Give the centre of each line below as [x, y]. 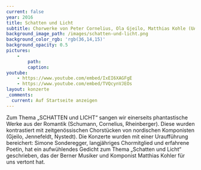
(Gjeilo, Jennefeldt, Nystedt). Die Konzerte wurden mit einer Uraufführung [97, 136]
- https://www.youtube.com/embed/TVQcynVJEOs [75, 84]
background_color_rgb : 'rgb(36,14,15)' [56, 39]
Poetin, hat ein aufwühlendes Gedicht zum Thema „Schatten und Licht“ [94, 149]
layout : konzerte [28, 89]
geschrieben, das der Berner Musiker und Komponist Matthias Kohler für [96, 155]
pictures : [19, 51]
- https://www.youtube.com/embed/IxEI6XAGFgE [75, 78]
